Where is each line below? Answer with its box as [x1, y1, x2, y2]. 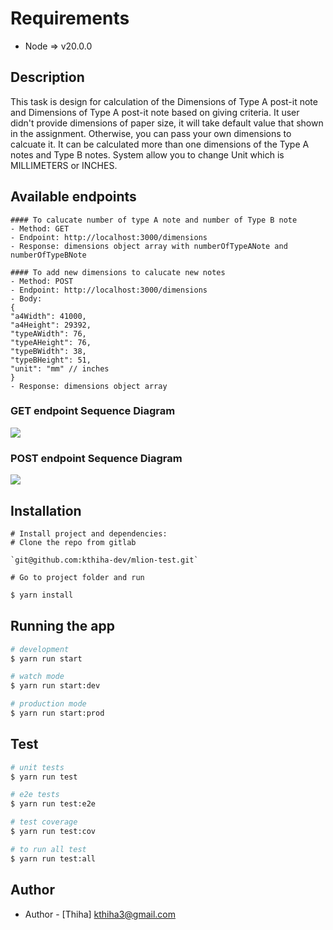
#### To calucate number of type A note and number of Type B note [10, 215, 298, 225]
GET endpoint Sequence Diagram [10, 404, 176, 418]
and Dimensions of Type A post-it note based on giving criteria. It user [10, 106, 300, 118]
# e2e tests [10, 790, 60, 800]
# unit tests [10, 762, 65, 772]
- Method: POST [10, 276, 74, 286]
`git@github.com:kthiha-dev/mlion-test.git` [10, 555, 199, 565]
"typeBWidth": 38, [10, 346, 87, 356]
